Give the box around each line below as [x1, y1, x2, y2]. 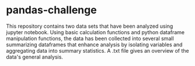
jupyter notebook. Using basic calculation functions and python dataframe [6, 28, 185, 35]
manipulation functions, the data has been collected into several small [6, 35, 174, 42]
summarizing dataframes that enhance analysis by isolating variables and [6, 41, 183, 48]
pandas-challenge [6, 3, 97, 17]
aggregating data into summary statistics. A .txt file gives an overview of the [6, 47, 190, 54]
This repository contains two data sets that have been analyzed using [6, 23, 173, 30]
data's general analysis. [6, 53, 63, 60]
